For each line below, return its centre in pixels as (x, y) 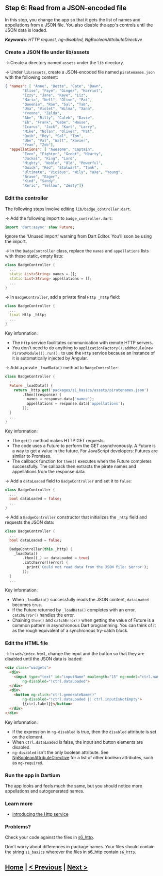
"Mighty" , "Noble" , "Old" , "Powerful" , (63, 163)
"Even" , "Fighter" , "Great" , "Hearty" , (63, 154)
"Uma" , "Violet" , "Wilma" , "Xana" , (58, 109)
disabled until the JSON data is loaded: (44, 659)
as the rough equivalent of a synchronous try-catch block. (70, 630)
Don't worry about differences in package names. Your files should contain (80, 847)
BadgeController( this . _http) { (41, 549)
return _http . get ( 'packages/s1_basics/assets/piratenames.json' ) (81, 390)
